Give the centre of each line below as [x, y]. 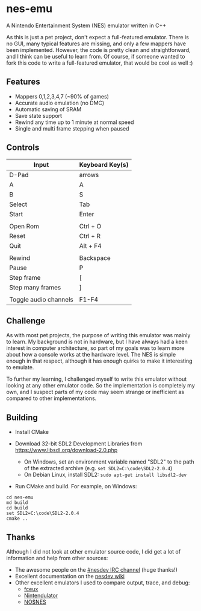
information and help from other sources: [57, 558]
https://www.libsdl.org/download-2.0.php [66, 450]
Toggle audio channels [41, 299]
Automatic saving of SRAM [48, 109]
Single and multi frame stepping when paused [72, 128]
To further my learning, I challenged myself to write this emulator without [97, 379]
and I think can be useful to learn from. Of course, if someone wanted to [96, 56]
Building [22, 417]
